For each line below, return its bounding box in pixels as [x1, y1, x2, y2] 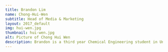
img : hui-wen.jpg [5, 26, 41, 31]
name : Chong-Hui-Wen [5, 12, 48, 17]
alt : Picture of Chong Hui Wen [5, 35, 70, 40]
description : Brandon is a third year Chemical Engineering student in [5, 40, 157, 45]
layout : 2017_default [5, 21, 50, 26]
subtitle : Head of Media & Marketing [5, 16, 84, 21]
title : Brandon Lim [5, 7, 46, 12]
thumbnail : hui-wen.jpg [5, 30, 55, 35]
